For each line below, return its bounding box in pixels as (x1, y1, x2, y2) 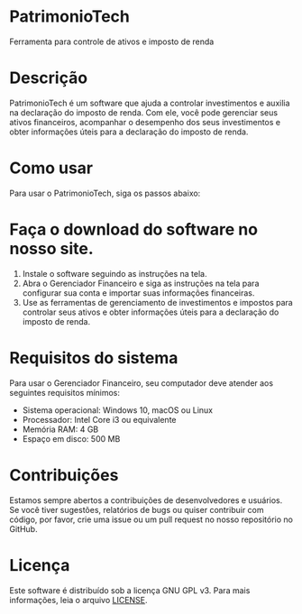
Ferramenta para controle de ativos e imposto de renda (9, 36, 215, 47)
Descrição (9, 68, 88, 88)
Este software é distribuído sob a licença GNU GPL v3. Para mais (9, 584, 251, 596)
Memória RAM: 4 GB (22, 424, 99, 435)
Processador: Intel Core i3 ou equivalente (22, 414, 177, 425)
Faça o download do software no (9, 219, 259, 240)
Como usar (9, 158, 94, 179)
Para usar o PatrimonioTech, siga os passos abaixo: (9, 188, 201, 198)
